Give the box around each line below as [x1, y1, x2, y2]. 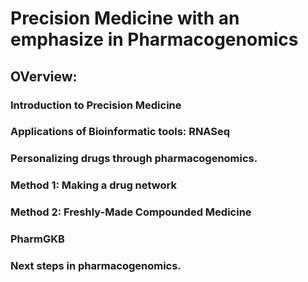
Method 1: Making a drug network [10, 178, 177, 192]
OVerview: [10, 68, 78, 85]
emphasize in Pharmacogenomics [10, 28, 299, 51]
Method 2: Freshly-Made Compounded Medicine [10, 205, 252, 219]
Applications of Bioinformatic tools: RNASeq [10, 125, 231, 139]
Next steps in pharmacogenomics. [10, 259, 182, 273]
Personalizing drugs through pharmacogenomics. [10, 152, 258, 166]
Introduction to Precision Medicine [10, 98, 182, 112]
